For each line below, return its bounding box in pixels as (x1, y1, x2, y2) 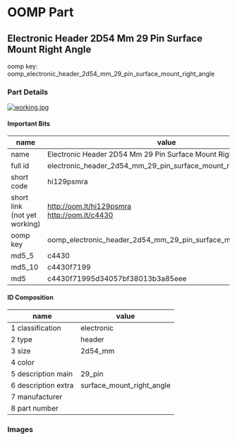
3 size (11, 346, 31, 356)
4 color (11, 357, 35, 367)
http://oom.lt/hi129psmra (47, 201, 132, 211)
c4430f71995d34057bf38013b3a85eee (47, 273, 187, 283)
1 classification (11, 322, 61, 332)
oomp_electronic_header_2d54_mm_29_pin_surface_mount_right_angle (7, 70, 215, 78)
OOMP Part (7, 4, 74, 20)
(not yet (11, 210, 37, 219)
